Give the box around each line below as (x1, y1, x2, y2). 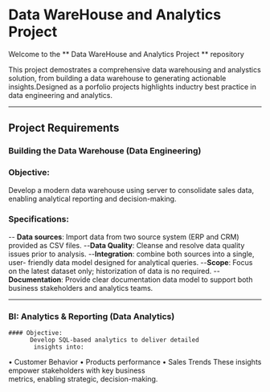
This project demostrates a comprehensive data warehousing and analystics (8, 64, 261, 74)
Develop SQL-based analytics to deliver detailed (29, 336, 199, 345)
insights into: (33, 343, 84, 351)
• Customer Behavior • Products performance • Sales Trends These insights (8, 357, 262, 367)
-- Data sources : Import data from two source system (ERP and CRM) (8, 231, 239, 242)
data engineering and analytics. (8, 90, 113, 100)
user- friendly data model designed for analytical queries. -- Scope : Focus (8, 257, 253, 267)
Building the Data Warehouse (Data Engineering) (8, 145, 202, 157)
